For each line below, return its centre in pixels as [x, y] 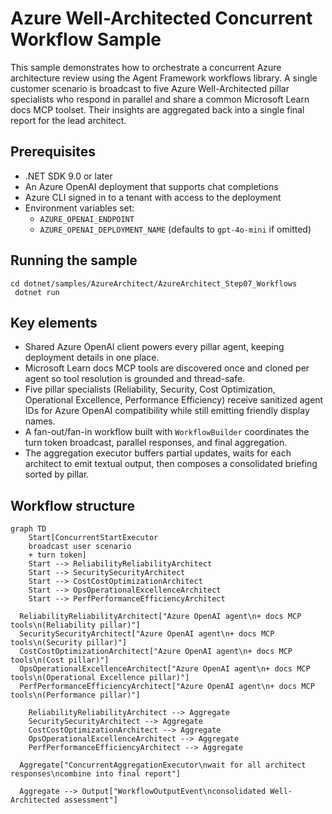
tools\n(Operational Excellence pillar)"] [100, 678]
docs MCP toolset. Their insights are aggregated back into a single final [157, 109]
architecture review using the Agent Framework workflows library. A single [164, 78]
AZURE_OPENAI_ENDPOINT [87, 219]
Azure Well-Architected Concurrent [161, 18]
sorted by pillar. [57, 474]
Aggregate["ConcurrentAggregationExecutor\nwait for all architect [163, 765]
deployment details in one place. [92, 358]
